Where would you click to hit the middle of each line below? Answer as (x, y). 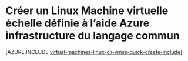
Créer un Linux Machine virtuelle (87, 11)
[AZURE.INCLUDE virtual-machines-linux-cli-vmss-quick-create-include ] (94, 52)
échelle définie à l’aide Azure (78, 23)
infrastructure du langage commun (93, 36)
